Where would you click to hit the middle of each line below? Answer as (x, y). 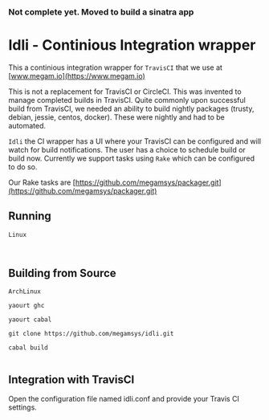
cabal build (28, 348)
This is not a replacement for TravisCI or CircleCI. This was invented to (125, 92)
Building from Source (62, 273)
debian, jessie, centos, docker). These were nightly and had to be (116, 117)
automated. (27, 125)
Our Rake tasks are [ (42, 182)
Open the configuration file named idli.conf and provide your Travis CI (124, 399)
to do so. (23, 166)
